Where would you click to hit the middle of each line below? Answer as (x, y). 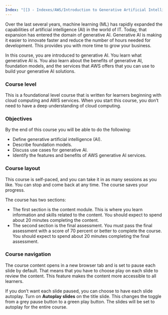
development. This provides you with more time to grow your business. (78, 45)
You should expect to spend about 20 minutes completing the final (81, 236)
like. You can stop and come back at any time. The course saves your (77, 185)
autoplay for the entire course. (36, 307)
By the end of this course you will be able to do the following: (68, 130)
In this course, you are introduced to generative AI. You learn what (73, 55)
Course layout (23, 169)
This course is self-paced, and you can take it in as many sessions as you (81, 179)
